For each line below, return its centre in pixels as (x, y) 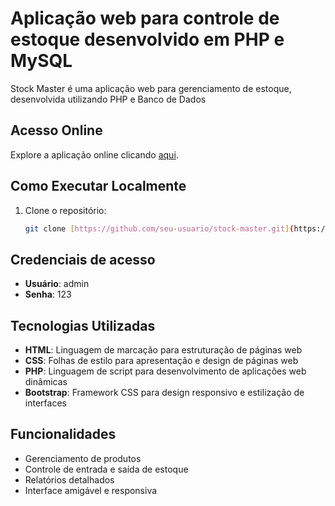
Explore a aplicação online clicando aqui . (94, 154)
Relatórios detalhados (69, 479)
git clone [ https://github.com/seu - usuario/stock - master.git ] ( (159, 228)
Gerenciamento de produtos (83, 458)
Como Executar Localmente (98, 186)
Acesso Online (56, 130)
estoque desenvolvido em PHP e (147, 39)
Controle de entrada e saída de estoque (106, 469)
